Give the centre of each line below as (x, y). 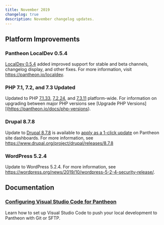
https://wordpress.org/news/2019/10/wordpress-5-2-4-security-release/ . (80, 172)
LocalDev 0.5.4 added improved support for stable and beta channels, (77, 64)
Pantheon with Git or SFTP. (33, 218)
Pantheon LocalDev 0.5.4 (37, 53)
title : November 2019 (28, 10)
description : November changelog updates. (50, 19)
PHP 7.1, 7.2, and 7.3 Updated (40, 87)
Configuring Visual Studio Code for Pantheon (61, 202)
